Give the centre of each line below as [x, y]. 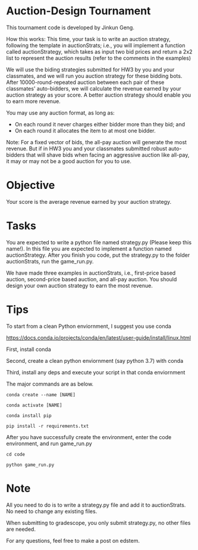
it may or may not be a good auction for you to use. [69, 161]
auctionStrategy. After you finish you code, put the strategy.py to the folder [98, 255]
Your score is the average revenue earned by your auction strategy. [89, 201]
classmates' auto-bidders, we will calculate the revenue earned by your [94, 88]
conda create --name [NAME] [41, 394]
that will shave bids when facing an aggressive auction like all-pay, [108, 155]
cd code [16, 454]
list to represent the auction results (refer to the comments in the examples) [99, 58]
